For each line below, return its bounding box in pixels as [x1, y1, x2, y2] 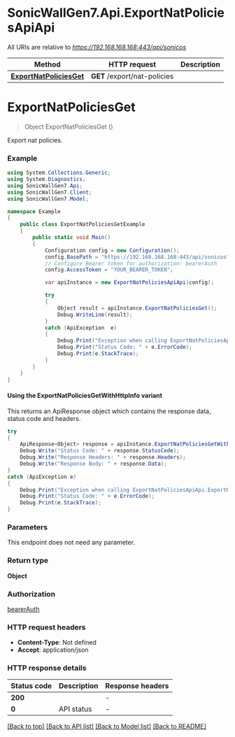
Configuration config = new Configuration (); [44, 247, 180, 254]
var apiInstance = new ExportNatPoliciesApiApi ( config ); [44, 279, 215, 286]
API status [58, 704, 92, 714]
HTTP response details [7, 663, 87, 673]
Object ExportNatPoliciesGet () [24, 122, 113, 131]
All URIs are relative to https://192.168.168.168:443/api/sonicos [7, 43, 187, 51]
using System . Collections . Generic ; [7, 169, 111, 176]
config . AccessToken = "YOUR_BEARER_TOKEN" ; [44, 266, 173, 273]
